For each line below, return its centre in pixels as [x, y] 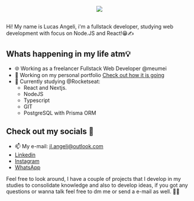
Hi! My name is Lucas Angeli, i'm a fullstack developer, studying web [90, 26]
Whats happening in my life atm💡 [69, 54]
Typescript [37, 100]
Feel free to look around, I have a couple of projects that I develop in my [94, 178]
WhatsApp [28, 167]
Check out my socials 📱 [50, 131]
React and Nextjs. [45, 87]
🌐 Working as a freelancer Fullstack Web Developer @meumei [90, 68]
